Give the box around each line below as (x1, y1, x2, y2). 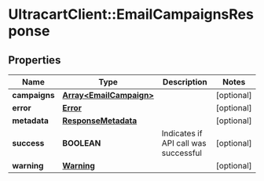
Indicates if (161, 128, 203, 139)
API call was (161, 138, 207, 148)
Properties (8, 53, 61, 67)
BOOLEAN (62, 138, 101, 148)
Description (162, 77, 208, 87)
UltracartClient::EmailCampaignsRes (8, 5, 254, 24)
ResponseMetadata (62, 115, 137, 126)
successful (161, 147, 203, 158)
